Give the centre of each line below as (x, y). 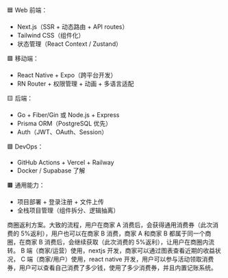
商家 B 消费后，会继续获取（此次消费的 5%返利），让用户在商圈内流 (120, 242)
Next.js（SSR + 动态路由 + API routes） (73, 27)
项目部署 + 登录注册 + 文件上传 (61, 202)
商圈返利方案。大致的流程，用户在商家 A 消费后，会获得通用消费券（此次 (110, 225)
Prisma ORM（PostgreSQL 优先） (64, 123)
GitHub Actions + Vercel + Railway (65, 162)
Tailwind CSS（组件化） (51, 35)
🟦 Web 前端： (27, 10)
